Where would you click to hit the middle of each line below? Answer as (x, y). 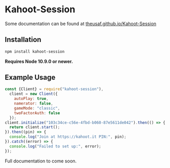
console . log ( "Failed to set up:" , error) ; (55, 146)
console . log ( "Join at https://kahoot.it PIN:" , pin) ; (68, 137)
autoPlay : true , (31, 99)
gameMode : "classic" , (37, 108)
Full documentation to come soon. (41, 161)
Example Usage (30, 78)
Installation (23, 40)
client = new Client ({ (34, 94)
